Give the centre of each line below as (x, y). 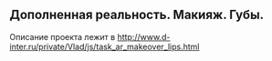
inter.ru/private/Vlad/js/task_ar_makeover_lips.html (105, 46)
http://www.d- (144, 36)
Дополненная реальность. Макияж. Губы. (137, 15)
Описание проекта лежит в (63, 36)
